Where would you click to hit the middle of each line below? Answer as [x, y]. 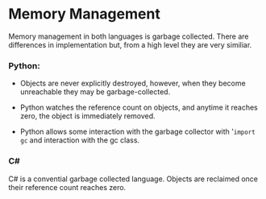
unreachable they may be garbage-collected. [95, 92]
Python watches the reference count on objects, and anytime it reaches [139, 108]
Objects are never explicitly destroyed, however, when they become [133, 83]
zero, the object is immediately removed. [87, 116]
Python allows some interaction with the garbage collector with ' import [137, 132]
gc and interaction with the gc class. [79, 140]
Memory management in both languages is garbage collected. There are [129, 36]
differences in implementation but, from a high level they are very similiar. [130, 44]
